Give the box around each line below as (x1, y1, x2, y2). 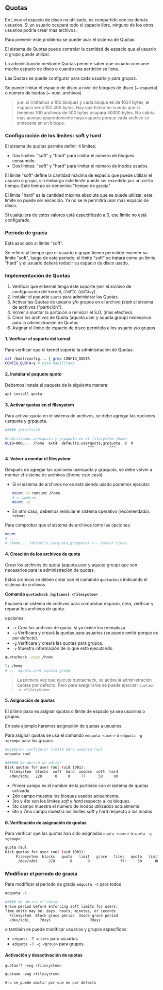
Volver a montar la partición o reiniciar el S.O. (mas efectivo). (12, 309, 133, 315)
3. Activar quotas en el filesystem (5, 402, 74, 408)
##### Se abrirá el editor (5, 899, 60, 905)
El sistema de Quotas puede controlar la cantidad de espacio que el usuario (5, 46, 156, 52)
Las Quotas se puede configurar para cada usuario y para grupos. (5, 75, 137, 81)
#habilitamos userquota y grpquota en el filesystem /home (5, 436, 127, 441)
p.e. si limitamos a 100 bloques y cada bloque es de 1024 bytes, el (16, 99, 149, 105)
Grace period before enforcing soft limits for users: (5, 904, 118, 909)
